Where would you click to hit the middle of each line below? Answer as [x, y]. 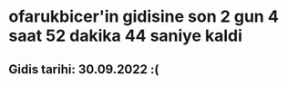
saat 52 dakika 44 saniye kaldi [126, 36]
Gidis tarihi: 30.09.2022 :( [84, 69]
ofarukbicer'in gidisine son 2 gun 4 [144, 17]
